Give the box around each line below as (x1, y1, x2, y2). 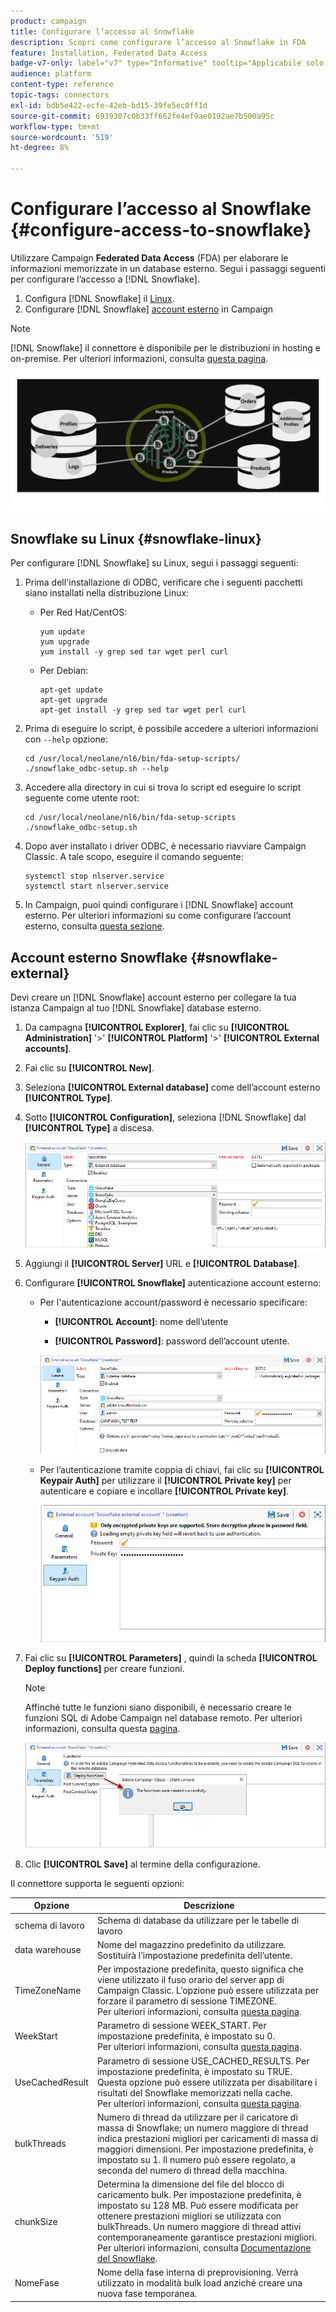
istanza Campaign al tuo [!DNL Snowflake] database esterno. (10, 1002, 262, 1014)
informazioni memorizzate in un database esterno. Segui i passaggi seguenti (10, 262, 326, 274)
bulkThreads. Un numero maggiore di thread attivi (96, 2221, 302, 2233)
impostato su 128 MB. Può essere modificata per (96, 2200, 299, 2212)
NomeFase (14, 2277, 60, 2289)
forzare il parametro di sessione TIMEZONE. (96, 1995, 277, 2007)
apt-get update (39, 685, 103, 695)
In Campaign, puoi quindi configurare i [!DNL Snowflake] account (24, 899, 294, 911)
